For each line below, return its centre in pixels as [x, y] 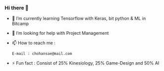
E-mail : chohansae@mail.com [42, 54]
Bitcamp [20, 24]
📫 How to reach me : [33, 43]
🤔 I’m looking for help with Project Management [60, 33]
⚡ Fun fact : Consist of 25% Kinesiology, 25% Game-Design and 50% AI [85, 63]
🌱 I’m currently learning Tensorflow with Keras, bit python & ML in [79, 19]
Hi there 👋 [17, 8]
